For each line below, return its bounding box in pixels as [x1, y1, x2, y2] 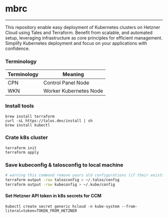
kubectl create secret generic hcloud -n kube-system [5, 203, 120, 209]
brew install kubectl [5, 122, 50, 127]
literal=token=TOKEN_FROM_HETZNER [5, 208, 77, 213]
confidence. [5, 45, 30, 51]
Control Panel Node [43, 79, 89, 86]
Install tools [5, 102, 34, 109]
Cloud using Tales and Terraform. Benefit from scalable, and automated [5, 29, 152, 35]
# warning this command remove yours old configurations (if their [5, 173, 149, 178]
